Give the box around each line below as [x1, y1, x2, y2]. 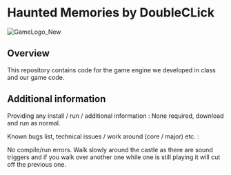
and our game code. [7, 73, 65, 81]
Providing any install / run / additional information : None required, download [7, 112, 224, 120]
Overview [7, 48, 50, 59]
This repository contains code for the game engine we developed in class [7, 65, 216, 74]
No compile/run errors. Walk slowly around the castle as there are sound [7, 145, 214, 154]
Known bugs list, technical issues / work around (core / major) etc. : [7, 132, 200, 141]
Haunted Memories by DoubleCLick [7, 5, 215, 21]
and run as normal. [7, 119, 61, 127]
